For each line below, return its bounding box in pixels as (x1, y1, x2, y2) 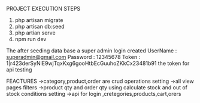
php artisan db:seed (14, 23, 65, 30)
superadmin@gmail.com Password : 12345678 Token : (6, 54, 141, 60)
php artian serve (14, 29, 56, 36)
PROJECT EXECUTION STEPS (6, 5, 81, 12)
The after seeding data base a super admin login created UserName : (6, 47, 177, 54)
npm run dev (14, 36, 47, 42)
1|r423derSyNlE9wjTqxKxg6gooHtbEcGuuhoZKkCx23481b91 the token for (6, 60, 190, 67)
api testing (6, 66, 32, 73)
